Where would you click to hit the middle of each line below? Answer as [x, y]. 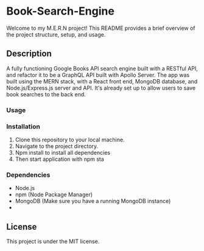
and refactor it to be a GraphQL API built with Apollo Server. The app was [98, 75]
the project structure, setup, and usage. [56, 34]
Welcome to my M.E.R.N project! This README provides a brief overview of [101, 28]
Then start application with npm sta [60, 159]
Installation [23, 126]
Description [29, 54]
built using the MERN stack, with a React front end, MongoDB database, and [102, 81]
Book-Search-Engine [60, 11]
